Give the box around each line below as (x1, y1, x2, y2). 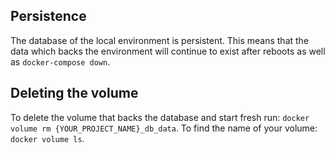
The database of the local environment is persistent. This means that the (10, 34, 310, 46)
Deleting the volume (10, 85, 139, 102)
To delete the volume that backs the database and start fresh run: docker (10, 111, 310, 123)
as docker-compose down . (10, 55, 111, 68)
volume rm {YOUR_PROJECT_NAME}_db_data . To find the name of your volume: (10, 122, 318, 134)
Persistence (10, 8, 87, 25)
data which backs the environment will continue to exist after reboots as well (10, 45, 326, 57)
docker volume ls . (10, 132, 85, 144)
